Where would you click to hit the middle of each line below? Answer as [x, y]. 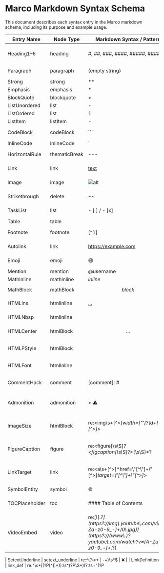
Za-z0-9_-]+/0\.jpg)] [113, 529]
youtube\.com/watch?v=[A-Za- [125, 541]
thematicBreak [67, 154]
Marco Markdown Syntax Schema [75, 9]
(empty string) [104, 70]
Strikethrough [23, 196]
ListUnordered [24, 105]
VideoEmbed [22, 532]
